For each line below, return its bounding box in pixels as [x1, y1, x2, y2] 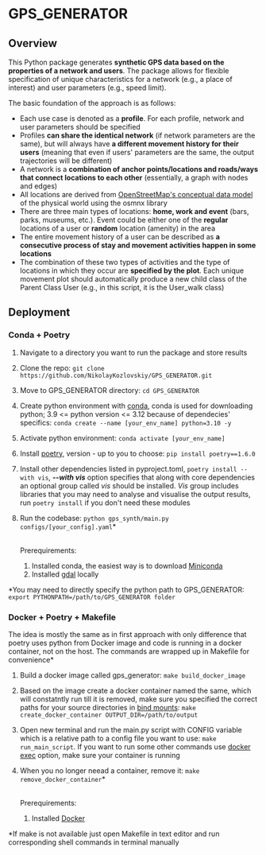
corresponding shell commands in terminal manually [8, 837, 180, 847]
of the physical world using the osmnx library [19, 198, 168, 208]
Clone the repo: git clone [19, 363, 105, 372]
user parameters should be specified [19, 122, 141, 131]
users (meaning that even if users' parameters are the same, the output [19, 148, 254, 157]
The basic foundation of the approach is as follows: [8, 99, 176, 107]
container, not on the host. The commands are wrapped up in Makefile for [8, 646, 250, 656]
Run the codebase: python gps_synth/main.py [19, 513, 169, 523]
